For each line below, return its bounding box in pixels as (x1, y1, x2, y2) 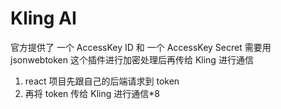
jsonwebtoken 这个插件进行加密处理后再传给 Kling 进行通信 (10, 53, 254, 66)
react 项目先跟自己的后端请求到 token (24, 75, 180, 87)
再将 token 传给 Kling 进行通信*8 (24, 87, 160, 99)
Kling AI (10, 7, 77, 30)
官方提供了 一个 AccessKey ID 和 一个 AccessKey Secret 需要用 (10, 41, 272, 53)
